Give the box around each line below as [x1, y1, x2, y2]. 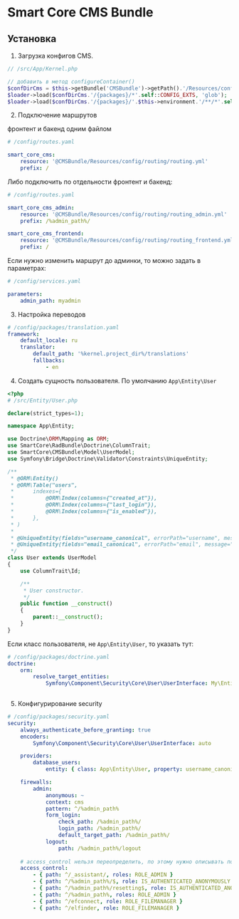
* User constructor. [23, 587, 84, 594]
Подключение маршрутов [17, 111, 97, 120]
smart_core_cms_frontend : [7, 230, 84, 237]
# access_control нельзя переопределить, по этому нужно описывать [20, 858, 224, 866]
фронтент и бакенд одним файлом [7, 125, 112, 133]
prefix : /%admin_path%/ [20, 217, 91, 224]
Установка [7, 33, 57, 45]
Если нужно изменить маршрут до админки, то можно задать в [7, 256, 201, 264]
